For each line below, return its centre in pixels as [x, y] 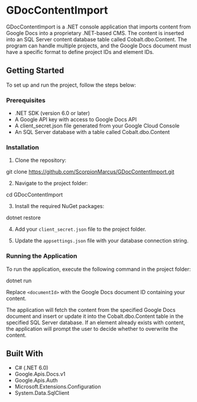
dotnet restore [24, 218]
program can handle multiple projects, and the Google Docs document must [98, 46]
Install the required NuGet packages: [59, 206]
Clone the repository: [41, 160]
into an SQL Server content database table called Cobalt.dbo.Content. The [97, 39]
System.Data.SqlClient [42, 393]
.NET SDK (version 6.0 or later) [52, 113]
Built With [25, 354]
